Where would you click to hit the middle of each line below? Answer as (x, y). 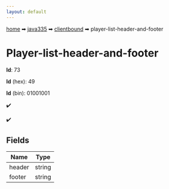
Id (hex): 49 (21, 81)
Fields (18, 140)
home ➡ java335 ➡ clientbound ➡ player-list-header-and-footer (85, 29)
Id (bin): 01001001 (28, 93)
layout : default (26, 12)
